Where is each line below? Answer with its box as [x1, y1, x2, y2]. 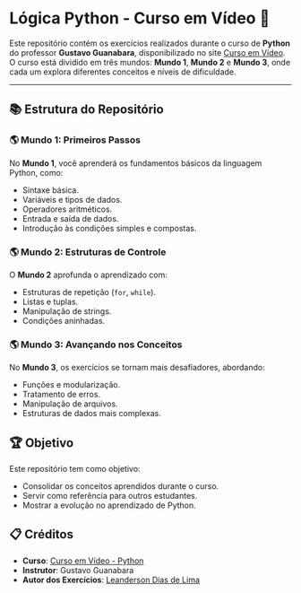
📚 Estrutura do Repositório [9, 102, 164, 118]
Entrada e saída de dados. [21, 213, 119, 223]
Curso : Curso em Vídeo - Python [21, 555, 144, 566]
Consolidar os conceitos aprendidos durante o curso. [21, 481, 219, 492]
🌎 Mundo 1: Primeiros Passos [9, 134, 142, 146]
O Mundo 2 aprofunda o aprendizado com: [9, 269, 168, 280]
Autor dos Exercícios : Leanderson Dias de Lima [21, 574, 200, 585]
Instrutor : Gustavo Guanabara [21, 564, 134, 575]
